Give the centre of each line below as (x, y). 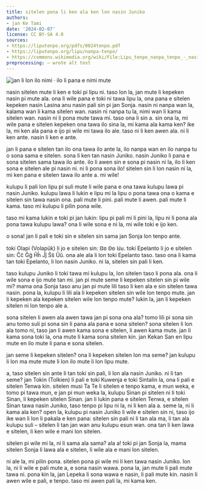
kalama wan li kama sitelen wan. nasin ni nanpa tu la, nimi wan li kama (94, 111)
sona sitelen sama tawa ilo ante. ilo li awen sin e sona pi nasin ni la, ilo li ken (101, 162)
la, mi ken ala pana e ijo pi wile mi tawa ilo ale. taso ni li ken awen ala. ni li (98, 131)
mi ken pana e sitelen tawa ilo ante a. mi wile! (63, 174)
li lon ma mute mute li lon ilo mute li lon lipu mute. (68, 361)
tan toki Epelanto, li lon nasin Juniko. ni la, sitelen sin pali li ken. (85, 261)
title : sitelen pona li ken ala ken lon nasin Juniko (76, 12)
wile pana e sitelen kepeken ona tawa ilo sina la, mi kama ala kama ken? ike (100, 124)
